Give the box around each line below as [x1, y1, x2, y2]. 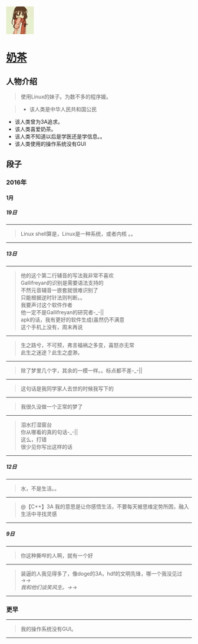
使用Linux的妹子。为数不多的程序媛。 [20, 93, 112, 100]
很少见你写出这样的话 [20, 443, 72, 450]
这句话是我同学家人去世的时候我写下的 [20, 385, 114, 392]
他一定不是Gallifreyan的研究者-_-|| [20, 308, 104, 316]
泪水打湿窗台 [20, 421, 52, 428]
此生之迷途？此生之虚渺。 [20, 349, 83, 356]
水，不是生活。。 [20, 485, 60, 492]
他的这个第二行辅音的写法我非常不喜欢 [20, 272, 114, 279]
